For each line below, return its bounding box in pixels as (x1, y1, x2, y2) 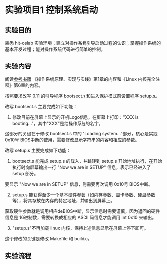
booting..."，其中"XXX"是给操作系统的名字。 (12, 120, 103, 126)
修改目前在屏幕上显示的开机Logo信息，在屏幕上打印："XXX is (12, 114, 139, 120)
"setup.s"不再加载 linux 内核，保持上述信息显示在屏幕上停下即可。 (12, 225, 149, 231)
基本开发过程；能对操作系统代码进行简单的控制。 (5, 46, 105, 52)
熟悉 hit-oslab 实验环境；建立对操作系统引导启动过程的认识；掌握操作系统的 (5, 40, 161, 46)
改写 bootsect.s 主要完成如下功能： (5, 103, 78, 109)
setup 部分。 (12, 170, 39, 176)
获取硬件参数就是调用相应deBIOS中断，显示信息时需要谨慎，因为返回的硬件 (5, 208, 160, 214)
